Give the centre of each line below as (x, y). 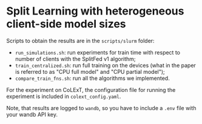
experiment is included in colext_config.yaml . (64, 96)
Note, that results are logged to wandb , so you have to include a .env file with (101, 108)
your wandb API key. (32, 114)
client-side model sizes (66, 24)
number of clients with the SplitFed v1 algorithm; (75, 59)
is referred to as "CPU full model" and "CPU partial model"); (90, 71)
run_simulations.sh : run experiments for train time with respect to (98, 52)
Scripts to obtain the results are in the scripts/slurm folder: (80, 41)
